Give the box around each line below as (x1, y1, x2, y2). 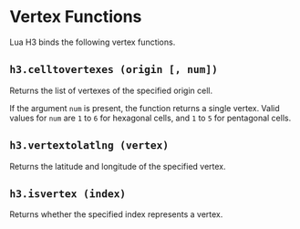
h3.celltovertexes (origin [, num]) (9, 63, 219, 77)
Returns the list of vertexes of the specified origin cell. (9, 85, 213, 96)
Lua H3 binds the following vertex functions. (9, 36, 176, 47)
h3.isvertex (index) (9, 187, 127, 200)
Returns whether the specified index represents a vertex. (9, 209, 223, 220)
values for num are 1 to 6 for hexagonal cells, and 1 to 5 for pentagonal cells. (9, 112, 292, 123)
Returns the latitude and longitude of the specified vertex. (9, 161, 226, 172)
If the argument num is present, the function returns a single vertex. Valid (9, 102, 280, 113)
